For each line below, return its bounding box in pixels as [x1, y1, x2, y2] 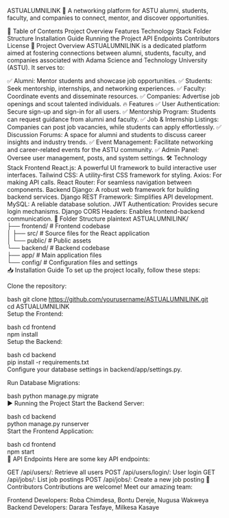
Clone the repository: [7, 282, 67, 290]
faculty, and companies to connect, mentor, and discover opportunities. [7, 14, 209, 22]
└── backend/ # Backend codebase [7, 244, 110, 251]
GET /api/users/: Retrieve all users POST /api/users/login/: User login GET [7, 468, 216, 476]
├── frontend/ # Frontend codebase [7, 222, 111, 230]
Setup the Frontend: [7, 310, 64, 318]
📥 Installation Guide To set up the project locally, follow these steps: [7, 266, 201, 274]
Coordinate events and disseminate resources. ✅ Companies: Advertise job [7, 92, 220, 100]
